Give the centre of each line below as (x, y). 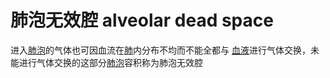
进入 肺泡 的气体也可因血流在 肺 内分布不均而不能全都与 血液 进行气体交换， (160, 50)
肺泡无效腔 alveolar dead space (142, 20)
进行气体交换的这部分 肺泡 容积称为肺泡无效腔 (110, 62)
